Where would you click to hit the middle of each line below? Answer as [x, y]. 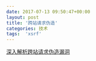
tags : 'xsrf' [24, 34]
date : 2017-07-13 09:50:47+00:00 [48, 12]
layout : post [23, 17]
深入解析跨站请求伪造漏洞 [38, 52]
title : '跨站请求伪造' [32, 23]
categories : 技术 [27, 28]
